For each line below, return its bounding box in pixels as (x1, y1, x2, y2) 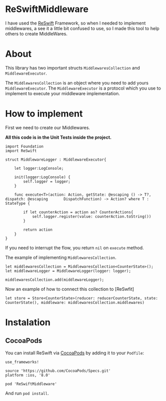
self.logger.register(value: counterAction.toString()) (32, 214, 151, 219)
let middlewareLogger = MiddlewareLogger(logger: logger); (5, 268, 131, 273)
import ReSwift (5, 148, 37, 153)
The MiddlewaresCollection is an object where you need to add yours (5, 80, 149, 86)
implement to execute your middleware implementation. (5, 90, 120, 96)
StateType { (5, 201, 30, 206)
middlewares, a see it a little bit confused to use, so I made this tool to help (5, 25, 159, 31)
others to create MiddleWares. (5, 31, 68, 37)
